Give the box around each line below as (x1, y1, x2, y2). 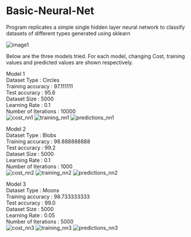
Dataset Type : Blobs (6, 131, 57, 139)
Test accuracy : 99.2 (6, 144, 56, 151)
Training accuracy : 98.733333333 (6, 193, 90, 200)
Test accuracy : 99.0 (6, 199, 56, 206)
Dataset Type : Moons (6, 186, 60, 193)
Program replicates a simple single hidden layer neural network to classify (6, 24, 185, 31)
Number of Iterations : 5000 (6, 218, 73, 225)
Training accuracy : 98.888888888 (6, 138, 91, 145)
